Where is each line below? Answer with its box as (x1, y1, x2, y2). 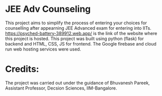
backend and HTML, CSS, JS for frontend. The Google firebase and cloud (5, 41, 157, 47)
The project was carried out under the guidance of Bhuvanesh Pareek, (5, 80, 150, 86)
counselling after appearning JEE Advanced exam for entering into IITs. (5, 25, 152, 31)
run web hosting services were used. (5, 46, 81, 52)
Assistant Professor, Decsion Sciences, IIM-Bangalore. (5, 85, 117, 91)
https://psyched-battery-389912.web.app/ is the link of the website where (5, 30, 158, 36)
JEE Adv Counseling (5, 3, 91, 15)
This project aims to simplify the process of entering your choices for (5, 20, 147, 26)
